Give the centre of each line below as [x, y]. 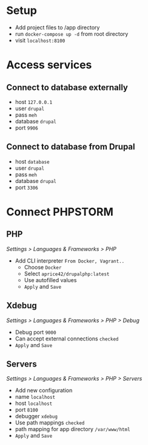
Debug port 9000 [35, 332]
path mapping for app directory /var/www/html [72, 429]
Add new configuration [44, 390]
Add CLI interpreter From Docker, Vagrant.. [70, 260]
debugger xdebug [36, 416]
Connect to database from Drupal [71, 147]
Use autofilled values [50, 280]
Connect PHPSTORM [60, 212]
